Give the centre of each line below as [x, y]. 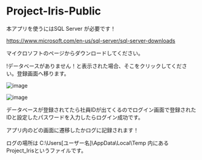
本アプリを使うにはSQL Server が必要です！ [61, 28]
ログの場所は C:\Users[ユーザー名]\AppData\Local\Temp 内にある [88, 142]
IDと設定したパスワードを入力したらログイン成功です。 [75, 117]
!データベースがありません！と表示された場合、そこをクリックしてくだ [94, 66]
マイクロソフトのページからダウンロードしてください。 [75, 53]
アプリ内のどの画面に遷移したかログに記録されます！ [73, 130]
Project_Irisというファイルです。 [46, 150]
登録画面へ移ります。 [43, 73]
